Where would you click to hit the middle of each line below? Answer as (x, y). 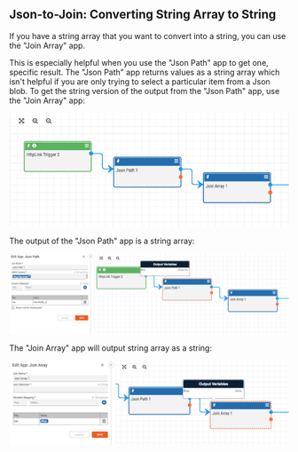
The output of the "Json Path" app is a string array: (102, 241)
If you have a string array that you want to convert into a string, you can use (148, 36)
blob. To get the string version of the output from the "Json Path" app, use (145, 91)
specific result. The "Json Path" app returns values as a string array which (145, 72)
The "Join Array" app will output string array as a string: (111, 348)
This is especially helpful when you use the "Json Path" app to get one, (139, 62)
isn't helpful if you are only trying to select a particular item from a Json (140, 81)
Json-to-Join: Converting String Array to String (143, 15)
